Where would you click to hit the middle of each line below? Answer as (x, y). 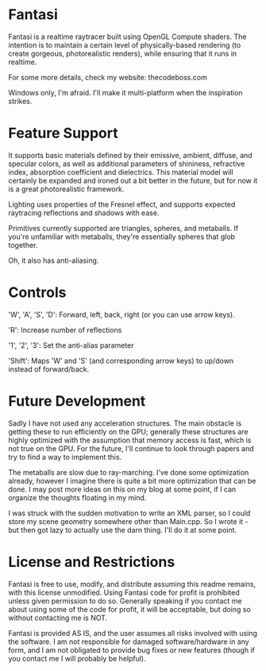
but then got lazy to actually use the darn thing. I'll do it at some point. (123, 530)
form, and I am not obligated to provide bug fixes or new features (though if (132, 650)
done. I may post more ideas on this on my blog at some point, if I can (122, 489)
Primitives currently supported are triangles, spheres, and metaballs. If (123, 228)
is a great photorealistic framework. (66, 189)
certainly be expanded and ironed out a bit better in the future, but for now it (133, 180)
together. (23, 245)
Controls (37, 293)
